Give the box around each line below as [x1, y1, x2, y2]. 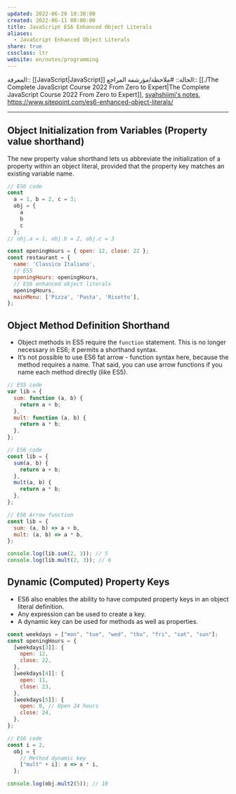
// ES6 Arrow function [7, 511, 74, 519]
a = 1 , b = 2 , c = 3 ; [13, 196, 77, 203]
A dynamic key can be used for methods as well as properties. [17, 617, 199, 625]
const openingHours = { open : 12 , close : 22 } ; [7, 247, 150, 255]
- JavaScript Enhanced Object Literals [13, 37, 131, 44]
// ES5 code [7, 382, 42, 389]
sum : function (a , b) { [13, 394, 83, 401]
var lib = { [7, 388, 42, 395]
